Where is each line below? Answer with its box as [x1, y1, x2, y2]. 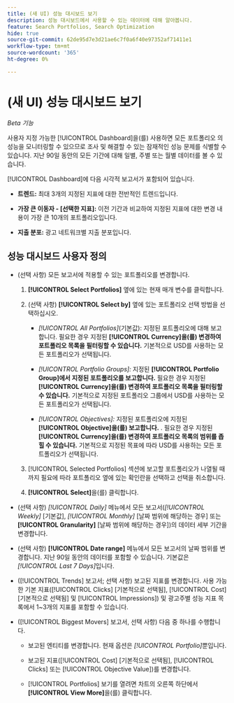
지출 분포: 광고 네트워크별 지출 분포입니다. [17, 228, 131, 236]
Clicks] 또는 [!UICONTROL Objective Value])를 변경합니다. [27, 665, 191, 673]
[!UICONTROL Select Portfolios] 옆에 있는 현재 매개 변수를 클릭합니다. [27, 285, 224, 294]
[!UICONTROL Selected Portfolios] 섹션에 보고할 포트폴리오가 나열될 [27, 464, 218, 473]
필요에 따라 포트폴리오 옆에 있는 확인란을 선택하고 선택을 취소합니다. [41, 473, 226, 481]
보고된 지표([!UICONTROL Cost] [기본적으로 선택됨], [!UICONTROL [27, 655, 214, 665]
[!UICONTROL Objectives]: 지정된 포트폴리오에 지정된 [38, 414, 188, 423]
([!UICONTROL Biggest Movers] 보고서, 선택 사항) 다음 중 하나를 [17, 617, 197, 626]
